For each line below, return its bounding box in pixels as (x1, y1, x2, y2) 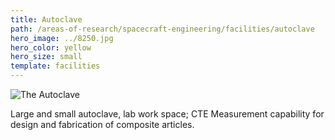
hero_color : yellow (10, 42, 92, 53)
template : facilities (10, 61, 101, 71)
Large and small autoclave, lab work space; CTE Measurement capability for (10, 108, 325, 120)
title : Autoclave (10, 14, 83, 25)
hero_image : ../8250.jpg (10, 33, 114, 43)
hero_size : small (10, 52, 83, 62)
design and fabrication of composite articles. (10, 119, 195, 130)
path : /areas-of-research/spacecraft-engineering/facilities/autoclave (10, 24, 315, 34)
